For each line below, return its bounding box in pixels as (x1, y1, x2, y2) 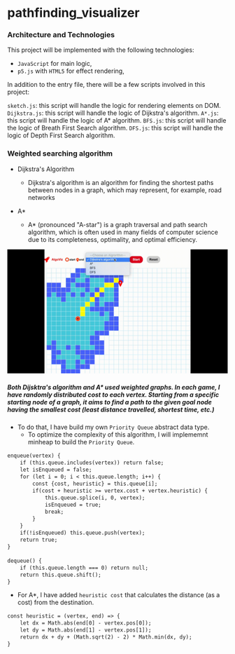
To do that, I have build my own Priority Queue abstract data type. (17, 423, 210, 432)
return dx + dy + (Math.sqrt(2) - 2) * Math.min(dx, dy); (20, 634, 192, 641)
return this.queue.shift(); (20, 571, 101, 579)
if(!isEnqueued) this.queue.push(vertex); (20, 529, 145, 537)
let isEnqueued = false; (20, 466, 92, 474)
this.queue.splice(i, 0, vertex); (44, 494, 145, 502)
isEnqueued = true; (44, 501, 101, 509)
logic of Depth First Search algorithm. (7, 131, 115, 139)
